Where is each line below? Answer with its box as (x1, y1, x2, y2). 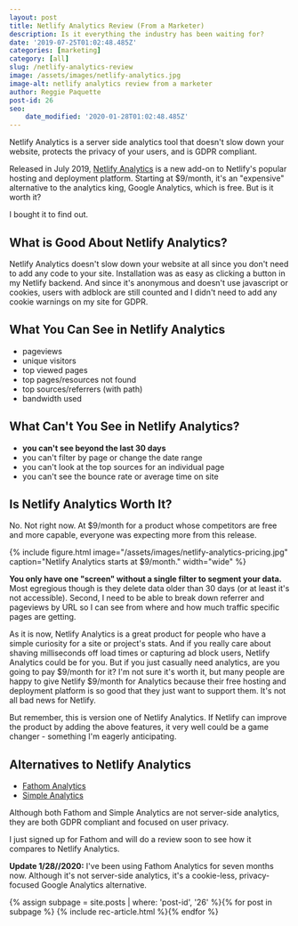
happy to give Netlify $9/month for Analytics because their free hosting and (9, 676, 286, 686)
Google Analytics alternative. (41, 880, 147, 890)
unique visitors (21, 355, 77, 366)
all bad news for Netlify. (9, 695, 96, 706)
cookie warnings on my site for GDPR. (9, 296, 149, 307)
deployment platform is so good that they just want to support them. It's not (9, 686, 286, 696)
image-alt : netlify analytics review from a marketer (9, 79, 213, 88)
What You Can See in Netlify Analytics (9, 322, 225, 337)
